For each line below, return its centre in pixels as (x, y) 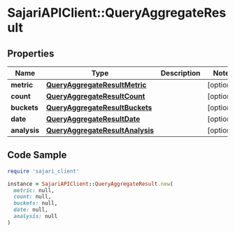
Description (180, 73)
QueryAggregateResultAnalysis (100, 130)
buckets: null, (36, 203)
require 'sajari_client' (43, 171)
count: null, (33, 197)
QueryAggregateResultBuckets (99, 108)
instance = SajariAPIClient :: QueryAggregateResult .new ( (90, 184)
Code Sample (37, 155)
